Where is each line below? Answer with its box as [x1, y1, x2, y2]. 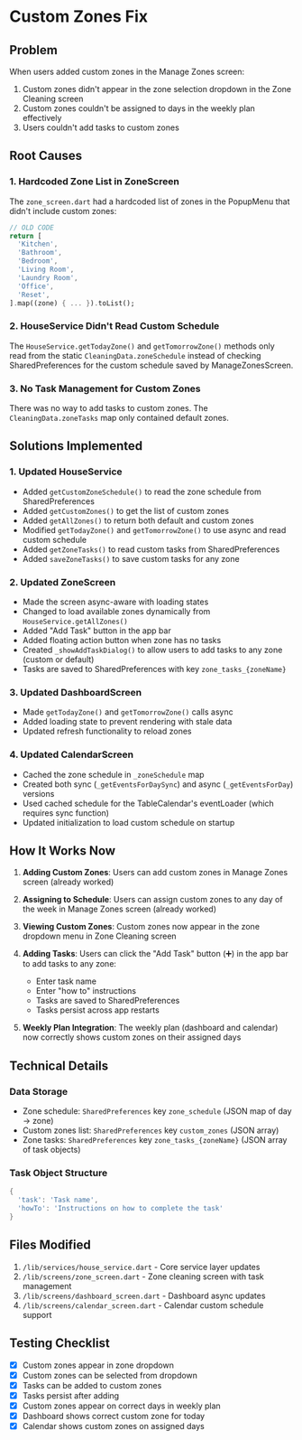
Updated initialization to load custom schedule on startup [22, 817, 235, 828]
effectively [22, 113, 62, 123]
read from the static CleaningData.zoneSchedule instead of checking [9, 350, 261, 360]
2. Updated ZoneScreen [9, 575, 116, 588]
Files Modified [9, 1238, 92, 1253]
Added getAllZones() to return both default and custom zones [22, 515, 254, 526]
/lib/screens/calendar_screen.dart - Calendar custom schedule [22, 1299, 264, 1311]
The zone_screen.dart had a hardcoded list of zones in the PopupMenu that [9, 196, 290, 207]
